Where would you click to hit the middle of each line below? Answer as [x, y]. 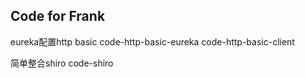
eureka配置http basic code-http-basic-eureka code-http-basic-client [152, 41]
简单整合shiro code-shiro [62, 63]
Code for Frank [58, 16]
